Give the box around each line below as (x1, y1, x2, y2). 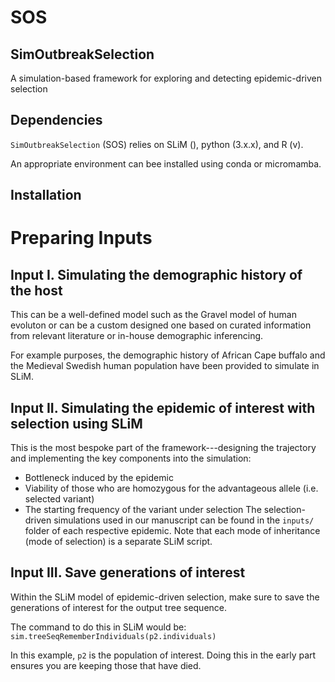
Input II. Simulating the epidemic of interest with (10, 399, 316, 416)
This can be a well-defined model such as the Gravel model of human (10, 309, 297, 321)
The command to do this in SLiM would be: (10, 621, 187, 633)
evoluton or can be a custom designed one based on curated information (10, 319, 312, 331)
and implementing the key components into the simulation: (10, 452, 252, 465)
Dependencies (10, 112, 103, 129)
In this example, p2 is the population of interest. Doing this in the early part (10, 649, 317, 661)
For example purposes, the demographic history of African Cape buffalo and (10, 349, 326, 361)
